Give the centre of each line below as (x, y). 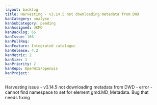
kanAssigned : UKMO (24, 28)
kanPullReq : (17, 42)
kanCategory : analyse (27, 19)
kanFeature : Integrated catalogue (40, 46)
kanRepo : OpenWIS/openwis (31, 69)
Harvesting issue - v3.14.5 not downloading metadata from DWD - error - (79, 87)
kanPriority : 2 (21, 64)
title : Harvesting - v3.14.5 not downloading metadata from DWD (72, 14)
